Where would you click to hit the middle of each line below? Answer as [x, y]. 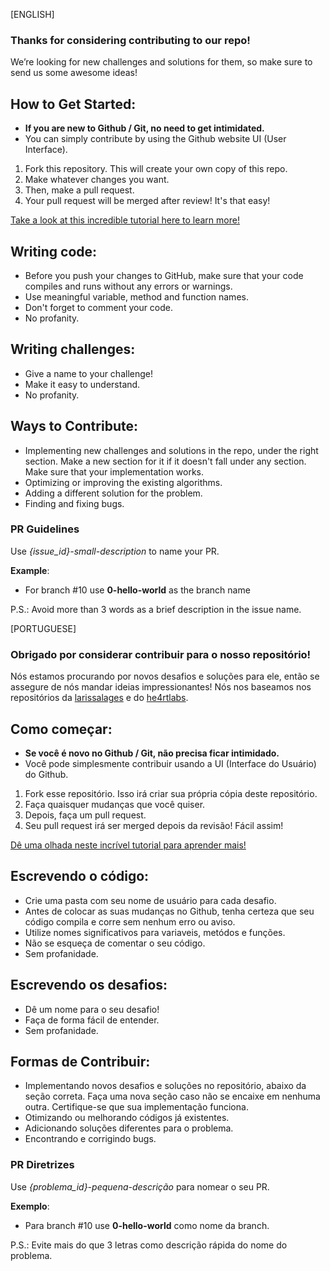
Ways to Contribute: [74, 426]
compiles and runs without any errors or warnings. [128, 286]
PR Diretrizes [42, 1165]
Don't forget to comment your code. [99, 307]
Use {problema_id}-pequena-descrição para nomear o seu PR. [140, 1186]
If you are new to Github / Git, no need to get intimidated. [144, 128]
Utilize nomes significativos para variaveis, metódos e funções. [155, 932]
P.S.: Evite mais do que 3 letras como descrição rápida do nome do [149, 1245]
